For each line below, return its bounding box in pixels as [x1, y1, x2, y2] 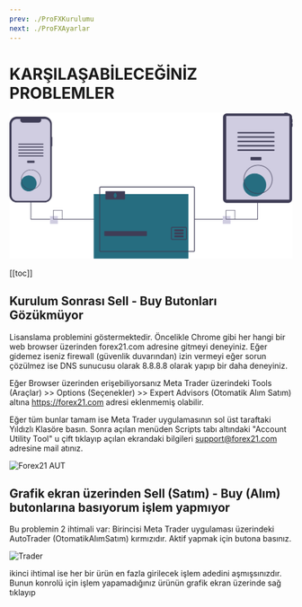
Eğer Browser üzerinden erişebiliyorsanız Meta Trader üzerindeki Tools [9, 377, 272, 388]
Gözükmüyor [9, 308, 84, 323]
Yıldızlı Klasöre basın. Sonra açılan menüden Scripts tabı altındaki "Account [9, 423, 288, 435]
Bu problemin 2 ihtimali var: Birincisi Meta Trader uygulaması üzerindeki [9, 523, 275, 534]
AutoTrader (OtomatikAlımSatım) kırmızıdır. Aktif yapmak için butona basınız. [9, 533, 292, 544]
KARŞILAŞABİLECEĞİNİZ [9, 64, 198, 84]
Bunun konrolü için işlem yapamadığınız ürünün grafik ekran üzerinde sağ [9, 577, 281, 588]
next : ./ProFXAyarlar [9, 23, 91, 33]
